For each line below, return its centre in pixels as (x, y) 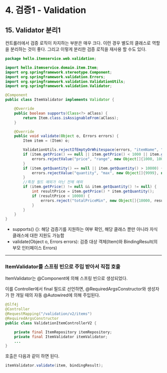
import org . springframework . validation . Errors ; (55, 77)
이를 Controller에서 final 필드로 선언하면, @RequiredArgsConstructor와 (76, 289)
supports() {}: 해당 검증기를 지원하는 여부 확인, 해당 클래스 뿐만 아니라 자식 (85, 229)
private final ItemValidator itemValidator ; (61, 337)
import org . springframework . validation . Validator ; (59, 86)
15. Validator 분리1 (33, 30)
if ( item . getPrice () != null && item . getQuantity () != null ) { (90, 187)
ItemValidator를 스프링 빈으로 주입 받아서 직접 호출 (63, 267)
